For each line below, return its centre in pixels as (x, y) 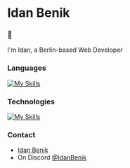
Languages (27, 68)
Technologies (31, 101)
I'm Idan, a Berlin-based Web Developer (65, 50)
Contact (21, 135)
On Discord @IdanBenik (52, 157)
